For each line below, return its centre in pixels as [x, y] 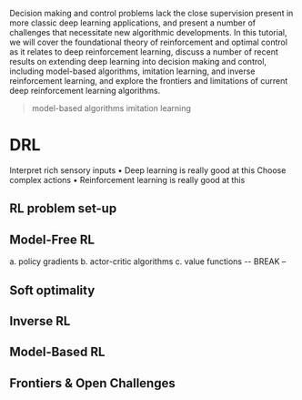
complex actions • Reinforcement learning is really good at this [127, 179]
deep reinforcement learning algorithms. [85, 91]
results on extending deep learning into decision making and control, [138, 62]
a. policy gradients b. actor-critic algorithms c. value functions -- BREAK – [148, 262]
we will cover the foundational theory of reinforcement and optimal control [149, 42]
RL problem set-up [63, 209]
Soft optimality [52, 290]
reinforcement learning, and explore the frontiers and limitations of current [149, 81]
